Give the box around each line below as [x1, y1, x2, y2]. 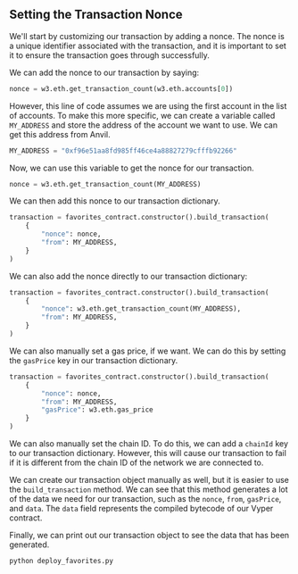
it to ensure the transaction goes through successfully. [9, 49, 210, 61]
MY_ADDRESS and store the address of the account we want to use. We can [9, 120, 278, 130]
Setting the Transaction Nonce [9, 7, 183, 22]
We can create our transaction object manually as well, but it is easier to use [9, 475, 290, 486]
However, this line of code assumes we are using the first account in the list [9, 100, 287, 111]
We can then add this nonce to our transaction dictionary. [9, 195, 220, 206]
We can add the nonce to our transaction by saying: [9, 67, 200, 78]
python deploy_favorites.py [9, 557, 114, 566]
